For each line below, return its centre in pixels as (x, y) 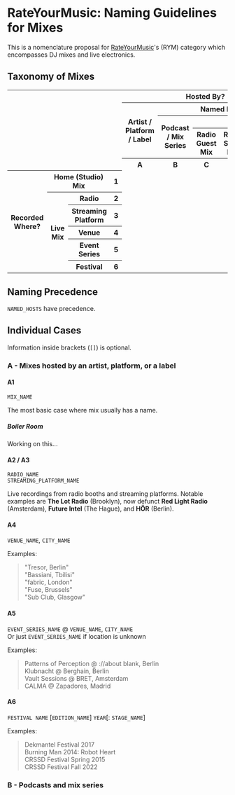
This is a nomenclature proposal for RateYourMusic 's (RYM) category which (116, 47)
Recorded (27, 217)
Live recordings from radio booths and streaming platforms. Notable (105, 494)
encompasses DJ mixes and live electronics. (71, 55)
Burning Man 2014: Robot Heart (70, 752)
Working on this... (33, 443)
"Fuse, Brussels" (48, 590)
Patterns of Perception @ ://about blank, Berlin (92, 663)
